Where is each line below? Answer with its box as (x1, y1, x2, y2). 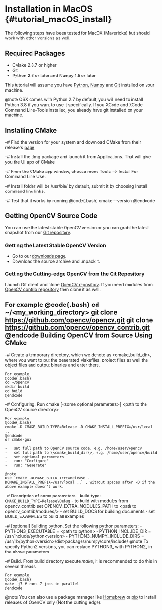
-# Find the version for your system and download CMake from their (5, 139, 142, 145)
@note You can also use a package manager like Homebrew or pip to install (5, 594, 156, 600)
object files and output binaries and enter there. (5, 362, 100, 368)
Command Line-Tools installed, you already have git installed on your (5, 107, 143, 113)
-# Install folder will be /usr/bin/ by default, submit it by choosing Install (5, 183, 147, 189)
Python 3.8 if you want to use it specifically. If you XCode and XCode (5, 101, 143, 108)
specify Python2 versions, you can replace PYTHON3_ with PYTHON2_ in (5, 543, 152, 549)
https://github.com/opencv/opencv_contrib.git (5, 324, 150, 332)
